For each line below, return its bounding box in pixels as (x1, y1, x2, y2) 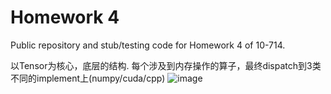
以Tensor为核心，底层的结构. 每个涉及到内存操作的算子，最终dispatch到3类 (10, 59, 322, 71)
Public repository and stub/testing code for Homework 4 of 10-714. (10, 39, 286, 51)
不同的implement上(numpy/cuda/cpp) (10, 72, 166, 84)
